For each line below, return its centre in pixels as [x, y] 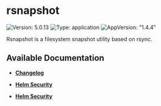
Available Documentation [55, 58]
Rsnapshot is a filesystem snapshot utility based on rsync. [79, 39]
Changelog [30, 73]
